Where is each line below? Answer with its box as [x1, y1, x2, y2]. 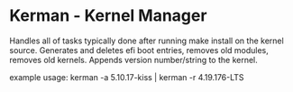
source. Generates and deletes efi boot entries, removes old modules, [9, 44, 269, 55]
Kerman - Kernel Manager [9, 5, 207, 26]
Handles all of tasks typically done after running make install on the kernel [9, 35, 284, 46]
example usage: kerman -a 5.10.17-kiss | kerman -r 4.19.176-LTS [9, 71, 245, 82]
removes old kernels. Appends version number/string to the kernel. [9, 54, 259, 65]
